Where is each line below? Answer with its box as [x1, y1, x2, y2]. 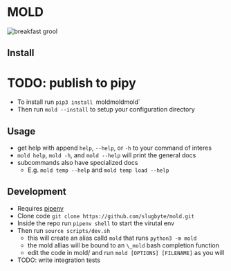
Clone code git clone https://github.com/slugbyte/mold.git [17, 211, 195, 220]
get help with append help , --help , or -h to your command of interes [17, 143, 212, 152]
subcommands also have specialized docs [17, 159, 138, 167]
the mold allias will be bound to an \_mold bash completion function [27, 241, 220, 250]
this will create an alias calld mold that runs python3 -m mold [27, 234, 197, 242]
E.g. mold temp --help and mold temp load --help [27, 166, 169, 174]
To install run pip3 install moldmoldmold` [17, 98, 140, 106]
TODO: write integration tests [17, 256, 101, 264]
